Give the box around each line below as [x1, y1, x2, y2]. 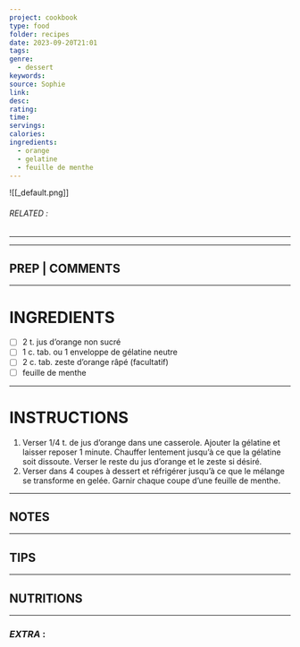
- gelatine [17, 154, 58, 164]
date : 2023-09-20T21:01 [9, 38, 98, 47]
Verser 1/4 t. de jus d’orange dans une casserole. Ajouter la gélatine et [21, 437, 281, 447]
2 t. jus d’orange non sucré [21, 336, 121, 347]
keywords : [9, 72, 46, 81]
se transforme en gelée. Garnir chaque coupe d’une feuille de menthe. [21, 475, 281, 486]
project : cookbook [9, 13, 78, 22]
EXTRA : [9, 627, 46, 640]
